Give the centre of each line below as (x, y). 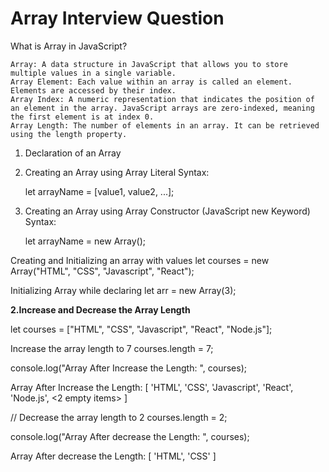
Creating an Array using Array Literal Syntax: (117, 172)
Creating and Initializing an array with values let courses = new (140, 260)
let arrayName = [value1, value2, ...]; (99, 191)
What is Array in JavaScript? (69, 46)
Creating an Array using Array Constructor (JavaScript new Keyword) (167, 211)
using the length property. (69, 134)
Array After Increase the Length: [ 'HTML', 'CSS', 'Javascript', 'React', (152, 387)
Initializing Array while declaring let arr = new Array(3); (123, 290)
